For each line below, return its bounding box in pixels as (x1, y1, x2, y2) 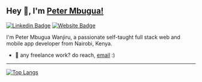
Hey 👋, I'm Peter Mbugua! (6, 6, 104, 16)
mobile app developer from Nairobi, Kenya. (6, 40, 112, 47)
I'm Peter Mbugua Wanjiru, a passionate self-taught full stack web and (6, 34, 180, 41)
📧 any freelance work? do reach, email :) (14, 51, 115, 59)
